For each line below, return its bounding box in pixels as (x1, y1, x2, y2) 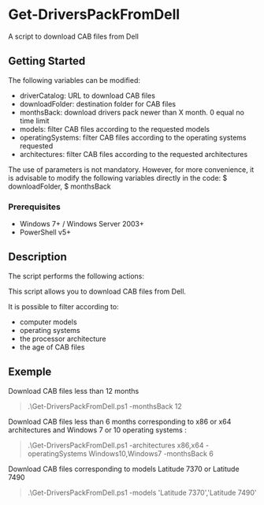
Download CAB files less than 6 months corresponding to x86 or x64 (8, 417, 232, 426)
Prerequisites (8, 201, 61, 212)
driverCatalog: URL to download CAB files (19, 91, 156, 100)
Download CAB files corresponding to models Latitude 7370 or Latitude (8, 464, 240, 473)
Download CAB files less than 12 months (8, 386, 139, 395)
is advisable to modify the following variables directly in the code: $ (8, 173, 228, 182)
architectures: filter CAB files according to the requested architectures (19, 149, 248, 159)
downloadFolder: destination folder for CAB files (19, 99, 176, 108)
